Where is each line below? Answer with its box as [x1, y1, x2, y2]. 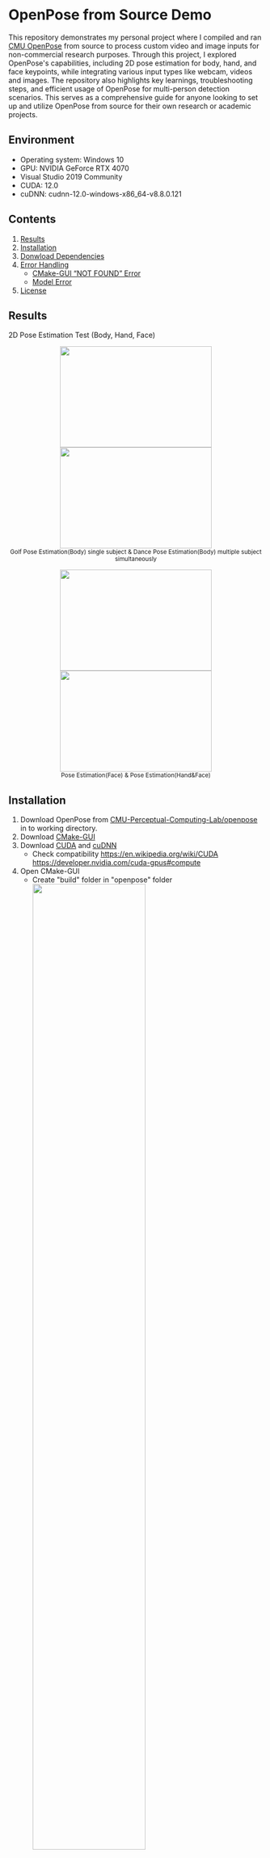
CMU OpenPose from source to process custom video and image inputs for [8, 40, 259, 50]
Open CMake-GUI [19, 867, 80, 876]
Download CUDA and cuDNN [19, 841, 117, 851]
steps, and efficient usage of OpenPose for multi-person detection [8, 83, 230, 94]
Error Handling [19, 260, 70, 269]
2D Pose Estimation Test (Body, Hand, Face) [8, 330, 156, 340]
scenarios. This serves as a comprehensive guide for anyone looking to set [8, 92, 259, 102]
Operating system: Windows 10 [19, 154, 124, 164]
